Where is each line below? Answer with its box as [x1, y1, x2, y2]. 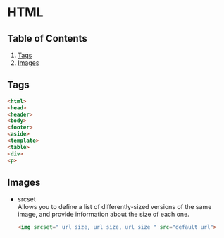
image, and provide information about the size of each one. [17, 210, 190, 219]
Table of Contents [7, 32, 88, 44]
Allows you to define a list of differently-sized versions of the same [17, 203, 212, 211]
